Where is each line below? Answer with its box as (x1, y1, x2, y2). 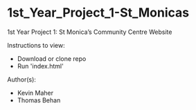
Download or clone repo (17, 54, 87, 63)
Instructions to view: (7, 41, 65, 49)
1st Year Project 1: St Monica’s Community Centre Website (7, 28, 172, 36)
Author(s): (7, 75, 37, 84)
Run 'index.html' (17, 62, 64, 70)
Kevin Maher (17, 89, 54, 97)
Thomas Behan (17, 95, 61, 104)
